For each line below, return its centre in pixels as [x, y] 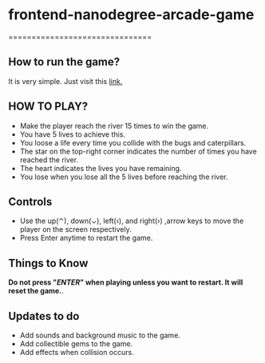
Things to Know [48, 263]
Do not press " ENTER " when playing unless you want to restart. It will [126, 282]
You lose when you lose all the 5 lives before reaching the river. [124, 177]
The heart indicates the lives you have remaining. [101, 168]
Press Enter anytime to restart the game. [86, 238]
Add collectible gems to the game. [76, 344]
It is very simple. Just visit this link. [65, 81]
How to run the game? [64, 62]
